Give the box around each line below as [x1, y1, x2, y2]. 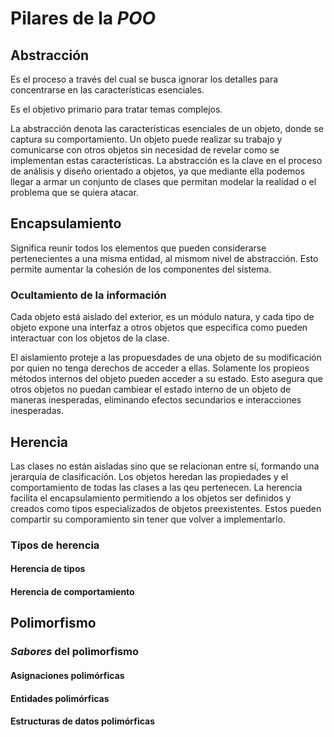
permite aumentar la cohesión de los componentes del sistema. [10, 263, 272, 275]
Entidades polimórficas [10, 692, 110, 704]
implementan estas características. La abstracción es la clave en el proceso [10, 155, 323, 166]
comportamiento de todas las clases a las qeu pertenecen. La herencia [10, 481, 303, 493]
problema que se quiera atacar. [10, 187, 139, 198]
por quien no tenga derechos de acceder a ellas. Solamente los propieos [10, 362, 310, 374]
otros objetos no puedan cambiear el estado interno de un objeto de [10, 383, 292, 396]
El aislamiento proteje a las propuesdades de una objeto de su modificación [10, 352, 322, 364]
